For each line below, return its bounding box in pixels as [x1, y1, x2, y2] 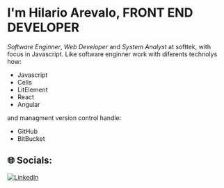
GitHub [17, 127, 38, 135]
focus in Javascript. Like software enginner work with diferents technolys [7, 50, 218, 58]
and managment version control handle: [7, 113, 122, 122]
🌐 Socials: [7, 155, 53, 166]
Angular [17, 100, 40, 108]
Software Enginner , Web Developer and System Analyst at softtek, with [7, 42, 211, 51]
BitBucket [17, 134, 45, 143]
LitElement [17, 85, 48, 94]
